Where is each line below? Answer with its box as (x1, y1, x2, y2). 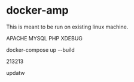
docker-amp (6, 4, 69, 17)
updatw (6, 69, 25, 76)
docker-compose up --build (6, 46, 75, 53)
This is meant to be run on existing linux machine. (6, 23, 129, 30)
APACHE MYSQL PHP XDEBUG (6, 34, 83, 42)
